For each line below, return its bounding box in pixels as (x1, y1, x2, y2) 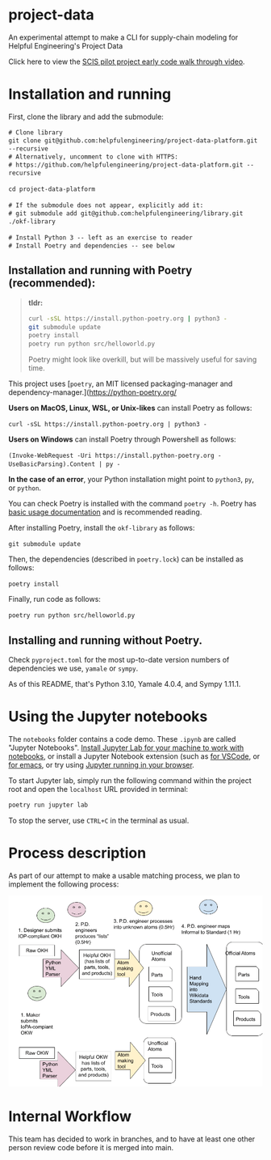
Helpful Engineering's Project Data (8, 40, 123, 50)
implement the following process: (8, 879, 119, 889)
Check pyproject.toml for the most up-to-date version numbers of (8, 655, 230, 664)
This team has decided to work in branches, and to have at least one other (8, 1134, 256, 1144)
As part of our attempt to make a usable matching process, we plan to (8, 870, 240, 880)
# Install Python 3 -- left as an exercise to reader (8, 233, 194, 242)
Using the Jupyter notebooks (8, 708, 208, 726)
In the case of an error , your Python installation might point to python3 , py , (8, 475, 255, 485)
